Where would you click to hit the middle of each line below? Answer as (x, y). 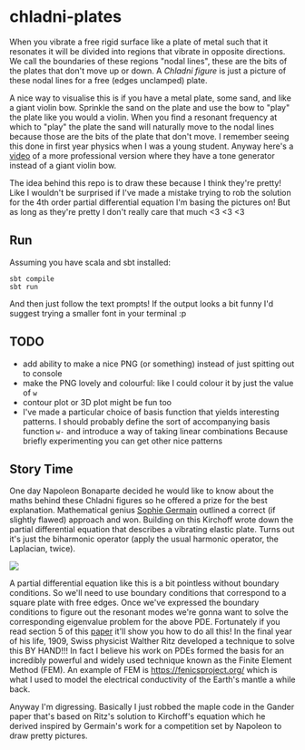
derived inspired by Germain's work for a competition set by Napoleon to (146, 726)
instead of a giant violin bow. (63, 165)
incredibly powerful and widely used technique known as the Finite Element (151, 660)
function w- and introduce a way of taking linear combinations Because (155, 431)
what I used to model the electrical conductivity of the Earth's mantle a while (152, 680)
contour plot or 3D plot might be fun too (97, 402)
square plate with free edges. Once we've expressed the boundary (134, 603)
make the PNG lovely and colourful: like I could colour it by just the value (158, 383)
